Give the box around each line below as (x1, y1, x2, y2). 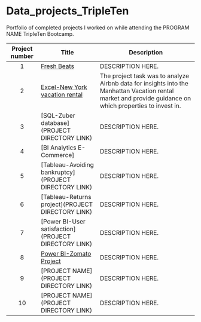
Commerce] (41, 151, 75, 159)
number (10, 52, 34, 60)
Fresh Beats (41, 62, 75, 70)
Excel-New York (41, 82, 88, 91)
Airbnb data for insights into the (99, 79, 188, 87)
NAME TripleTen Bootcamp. (6, 30, 74, 37)
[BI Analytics (41, 143, 77, 152)
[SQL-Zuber (41, 111, 76, 119)
